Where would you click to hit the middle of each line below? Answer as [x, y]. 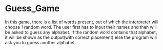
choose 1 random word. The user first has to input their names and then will [81, 27]
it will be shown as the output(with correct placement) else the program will [81, 37]
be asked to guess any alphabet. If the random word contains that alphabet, [81, 32]
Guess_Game [32, 8]
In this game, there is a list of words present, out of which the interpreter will [82, 22]
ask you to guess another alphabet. [41, 42]
